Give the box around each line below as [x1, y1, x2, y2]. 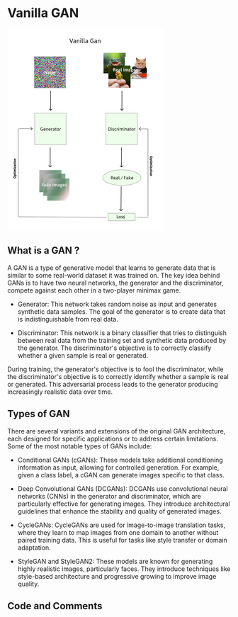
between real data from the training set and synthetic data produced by [17, 336, 227, 344]
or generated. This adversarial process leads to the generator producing [7, 380, 218, 388]
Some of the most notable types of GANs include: [7, 441, 152, 451]
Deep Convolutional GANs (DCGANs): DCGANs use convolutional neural [17, 484, 228, 493]
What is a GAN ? [7, 244, 80, 256]
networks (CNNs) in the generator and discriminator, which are [17, 492, 202, 500]
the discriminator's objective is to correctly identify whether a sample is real [7, 372, 229, 380]
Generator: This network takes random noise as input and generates [17, 300, 217, 308]
